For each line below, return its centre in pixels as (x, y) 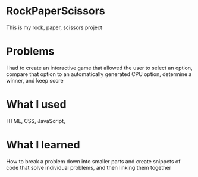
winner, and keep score (35, 80)
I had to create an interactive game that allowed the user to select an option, (99, 68)
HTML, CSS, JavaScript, (36, 121)
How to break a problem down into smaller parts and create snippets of (93, 161)
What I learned (43, 145)
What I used (36, 105)
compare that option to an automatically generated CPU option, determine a (99, 74)
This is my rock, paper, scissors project (54, 27)
